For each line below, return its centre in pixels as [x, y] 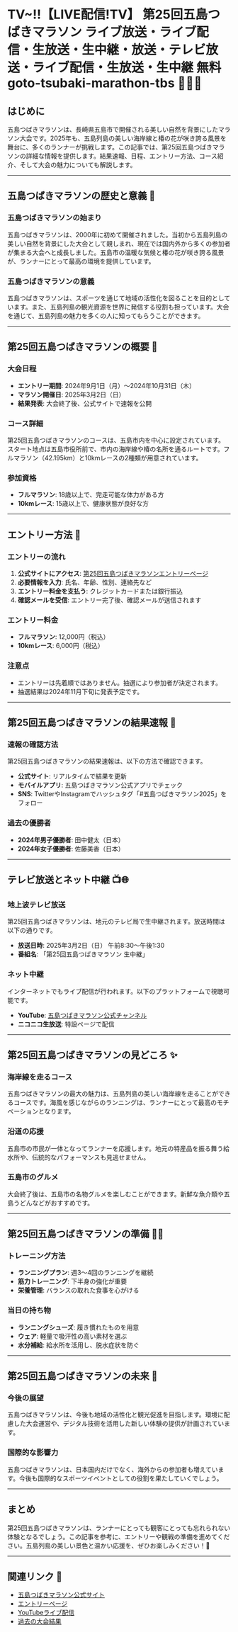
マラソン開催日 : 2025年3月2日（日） [71, 395]
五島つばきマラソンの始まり [55, 218]
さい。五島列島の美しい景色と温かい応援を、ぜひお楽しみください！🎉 [109, 1546]
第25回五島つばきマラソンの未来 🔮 [83, 1376]
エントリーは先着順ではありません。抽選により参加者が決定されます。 [119, 682]
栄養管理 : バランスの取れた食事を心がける [78, 1291]
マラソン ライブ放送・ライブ [114, 32]
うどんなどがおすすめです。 [53, 1203]
